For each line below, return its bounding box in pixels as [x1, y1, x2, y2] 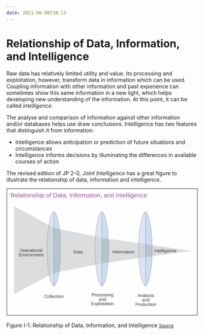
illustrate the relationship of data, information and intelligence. [6, 176, 161, 183]
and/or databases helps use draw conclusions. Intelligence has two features [6, 120, 197, 127]
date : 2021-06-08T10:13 [6, 10, 67, 16]
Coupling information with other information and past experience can [6, 83, 179, 90]
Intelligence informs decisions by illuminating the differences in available [15, 151, 197, 158]
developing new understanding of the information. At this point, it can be [6, 95, 188, 103]
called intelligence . [6, 102, 53, 109]
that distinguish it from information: [6, 126, 94, 134]
